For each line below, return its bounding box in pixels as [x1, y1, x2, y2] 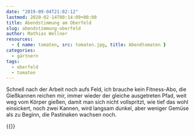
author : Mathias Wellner [6, 31, 68, 37]
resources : [6, 36, 33, 42]
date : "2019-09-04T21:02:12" [6, 8, 78, 15]
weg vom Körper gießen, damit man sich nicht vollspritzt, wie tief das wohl [6, 99, 188, 106]
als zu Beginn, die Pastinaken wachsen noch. [6, 111, 117, 118]
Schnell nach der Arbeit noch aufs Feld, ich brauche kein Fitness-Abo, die [6, 86, 187, 93]
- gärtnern [11, 53, 39, 59]
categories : [6, 48, 36, 54]
